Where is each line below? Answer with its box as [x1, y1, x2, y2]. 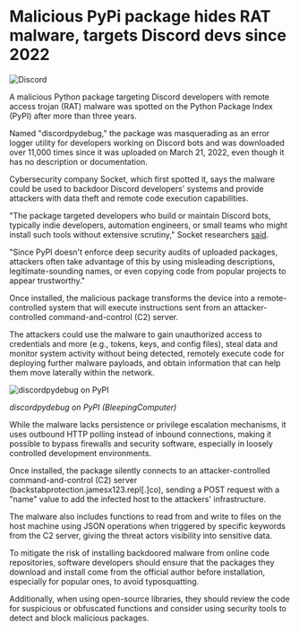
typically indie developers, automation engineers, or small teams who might [9, 220, 288, 230]
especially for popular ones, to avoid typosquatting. [9, 576, 200, 586]
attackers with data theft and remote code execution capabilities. [9, 193, 249, 203]
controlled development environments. [9, 447, 152, 458]
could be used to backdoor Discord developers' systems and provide [9, 183, 264, 194]
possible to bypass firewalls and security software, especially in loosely [9, 437, 273, 449]
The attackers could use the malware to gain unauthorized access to [9, 329, 262, 340]
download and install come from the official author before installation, [9, 567, 266, 577]
